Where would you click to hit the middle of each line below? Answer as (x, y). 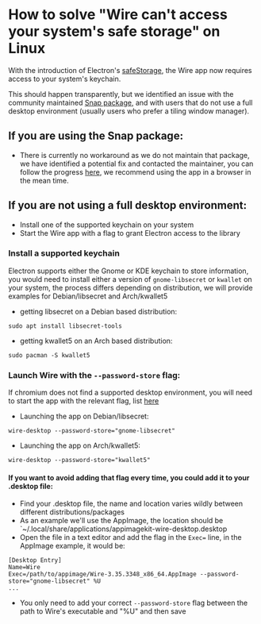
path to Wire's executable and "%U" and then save (103, 611)
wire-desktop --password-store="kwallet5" (79, 460)
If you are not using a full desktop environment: (128, 205)
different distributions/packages (72, 512)
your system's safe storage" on (114, 31)
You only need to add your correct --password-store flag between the (134, 603)
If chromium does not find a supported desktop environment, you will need (130, 393)
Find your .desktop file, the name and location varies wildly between (131, 504)
